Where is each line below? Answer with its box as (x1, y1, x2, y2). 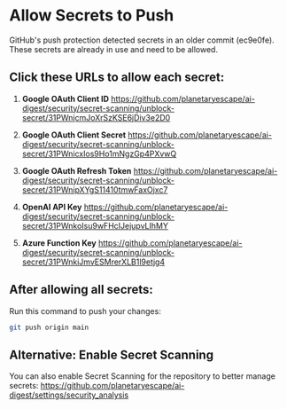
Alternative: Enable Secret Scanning (9, 347, 214, 362)
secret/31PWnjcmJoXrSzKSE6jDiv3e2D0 (21, 112, 171, 122)
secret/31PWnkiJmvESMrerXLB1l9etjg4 (21, 256, 166, 267)
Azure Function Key (21, 237, 97, 248)
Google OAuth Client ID (21, 93, 109, 104)
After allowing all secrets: (9, 282, 153, 297)
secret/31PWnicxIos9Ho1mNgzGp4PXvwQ (21, 148, 177, 159)
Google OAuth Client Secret (21, 130, 127, 140)
